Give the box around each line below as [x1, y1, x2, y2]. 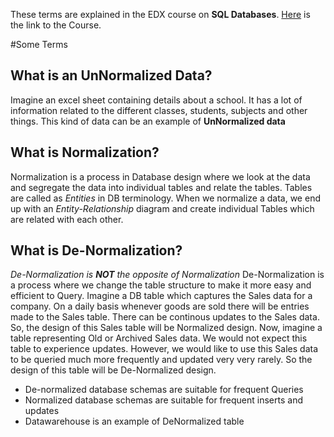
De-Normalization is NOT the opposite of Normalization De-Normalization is [10, 269, 325, 281]
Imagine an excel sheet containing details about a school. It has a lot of [10, 94, 303, 106]
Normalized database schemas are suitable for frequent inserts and [24, 394, 303, 406]
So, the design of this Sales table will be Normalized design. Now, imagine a [10, 322, 323, 334]
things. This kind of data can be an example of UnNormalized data [10, 115, 286, 127]
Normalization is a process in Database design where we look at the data [10, 170, 311, 183]
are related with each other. [10, 213, 124, 225]
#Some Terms [10, 39, 68, 50]
